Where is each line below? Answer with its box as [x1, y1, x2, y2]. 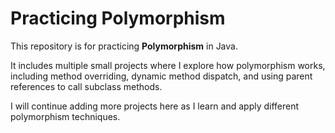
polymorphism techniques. [10, 110, 121, 122]
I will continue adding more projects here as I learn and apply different [10, 100, 300, 112]
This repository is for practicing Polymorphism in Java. [10, 40, 238, 52]
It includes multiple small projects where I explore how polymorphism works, [10, 59, 326, 71]
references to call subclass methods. [10, 80, 163, 92]
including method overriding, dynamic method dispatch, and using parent [10, 70, 313, 82]
